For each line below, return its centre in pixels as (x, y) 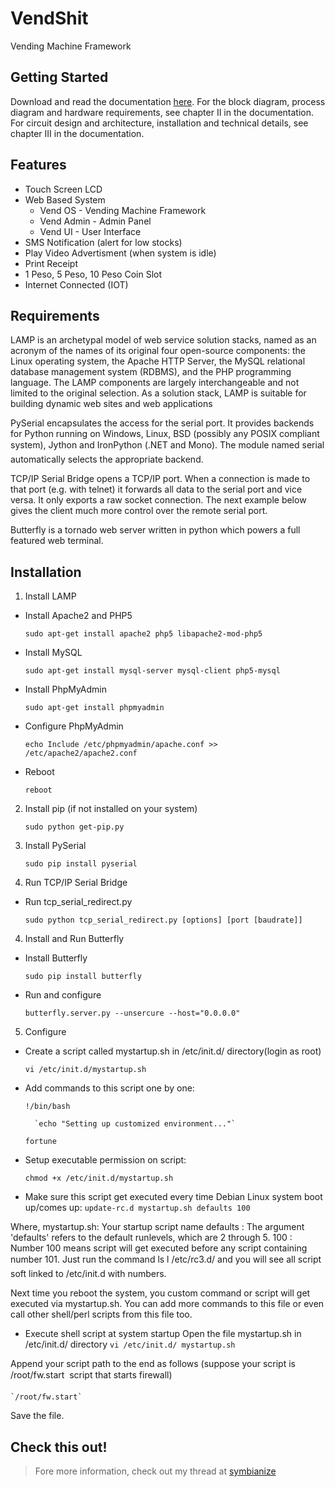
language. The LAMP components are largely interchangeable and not (155, 383)
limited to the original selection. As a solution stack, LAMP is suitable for (158, 393)
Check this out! (59, 1447)
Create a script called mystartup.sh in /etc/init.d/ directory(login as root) (173, 1051)
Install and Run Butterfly (74, 939)
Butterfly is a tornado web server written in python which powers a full (155, 530)
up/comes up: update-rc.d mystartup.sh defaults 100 (137, 1208)
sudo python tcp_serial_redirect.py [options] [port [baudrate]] (163, 920)
